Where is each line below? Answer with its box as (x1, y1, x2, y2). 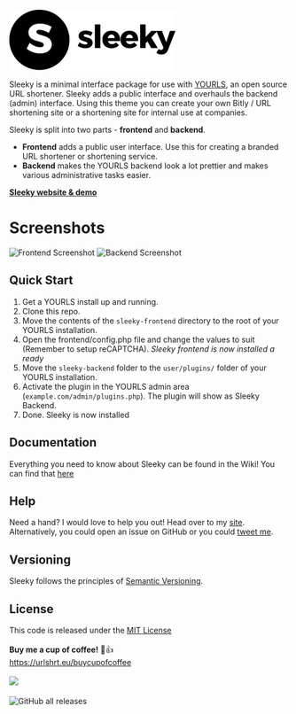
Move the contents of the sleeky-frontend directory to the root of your (21, 315, 279, 326)
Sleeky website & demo (9, 187, 97, 198)
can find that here (9, 468, 74, 478)
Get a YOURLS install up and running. (21, 296, 159, 307)
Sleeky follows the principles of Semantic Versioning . (9, 576, 204, 586)
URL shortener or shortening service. (21, 151, 158, 161)
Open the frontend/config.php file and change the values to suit (21, 334, 255, 345)
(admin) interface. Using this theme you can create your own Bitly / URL (9, 98, 272, 108)
